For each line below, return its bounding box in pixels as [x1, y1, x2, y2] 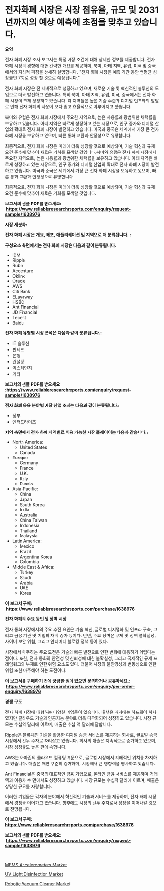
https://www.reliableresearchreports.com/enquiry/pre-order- [6, 683, 135, 689]
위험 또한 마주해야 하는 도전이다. [5, 667, 67, 673]
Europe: [12, 455, 28, 460]
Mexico [19, 543, 35, 549]
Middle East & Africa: [12, 564, 55, 570]
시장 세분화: [5, 221, 28, 227]
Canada [19, 449, 36, 455]
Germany [19, 459, 38, 466]
